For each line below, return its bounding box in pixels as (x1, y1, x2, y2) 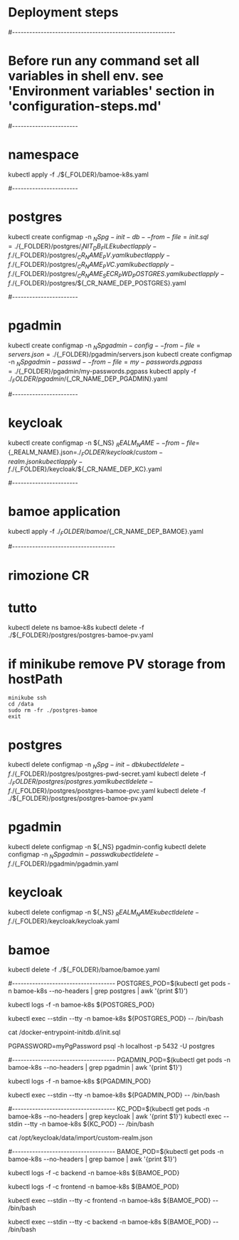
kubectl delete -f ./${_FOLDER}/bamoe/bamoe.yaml (8, 965, 160, 974)
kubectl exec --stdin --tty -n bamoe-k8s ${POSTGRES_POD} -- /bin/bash (8, 1014, 223, 1023)
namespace (8, 147, 79, 163)
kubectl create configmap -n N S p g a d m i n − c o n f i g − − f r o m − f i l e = (8, 341, 201, 351)
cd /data (8, 700, 34, 708)
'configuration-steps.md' (8, 98, 162, 115)
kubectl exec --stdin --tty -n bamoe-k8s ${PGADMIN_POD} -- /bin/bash (8, 1091, 220, 1100)
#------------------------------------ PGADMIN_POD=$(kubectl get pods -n (8, 1056, 230, 1064)
